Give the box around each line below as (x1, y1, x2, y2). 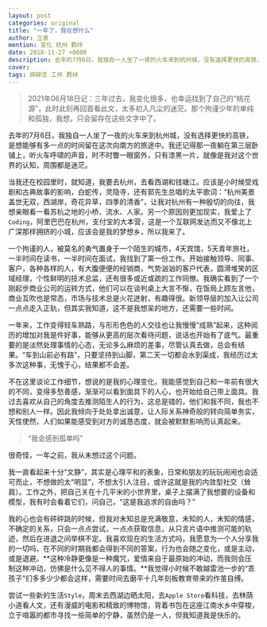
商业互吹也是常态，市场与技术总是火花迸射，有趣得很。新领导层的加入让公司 (8, 293, 259, 303)
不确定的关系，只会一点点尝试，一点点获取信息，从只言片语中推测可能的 (8, 524, 245, 533)
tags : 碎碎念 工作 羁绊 (8, 71, 79, 79)
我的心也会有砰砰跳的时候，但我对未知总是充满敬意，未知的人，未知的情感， (8, 513, 259, 523)
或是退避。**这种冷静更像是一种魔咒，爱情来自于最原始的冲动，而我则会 (8, 553, 246, 563)
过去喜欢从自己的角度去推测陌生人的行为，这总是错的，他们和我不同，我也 (8, 397, 252, 406)
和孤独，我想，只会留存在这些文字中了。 (27, 113, 161, 123)
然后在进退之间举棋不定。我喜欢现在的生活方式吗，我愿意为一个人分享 (21, 533, 252, 543)
